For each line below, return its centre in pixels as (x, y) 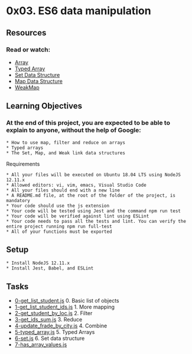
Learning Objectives (44, 106)
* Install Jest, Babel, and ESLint (50, 268)
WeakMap (27, 87)
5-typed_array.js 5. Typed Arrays (55, 332)
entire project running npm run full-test (59, 226)
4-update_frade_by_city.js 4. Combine (61, 326)
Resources (26, 33)
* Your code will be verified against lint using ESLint (78, 216)
